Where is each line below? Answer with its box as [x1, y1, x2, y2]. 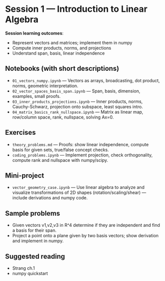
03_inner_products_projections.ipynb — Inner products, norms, [12, 98, 143, 104]
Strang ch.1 [12, 265, 35, 271]
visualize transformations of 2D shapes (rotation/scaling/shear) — [12, 189, 146, 195]
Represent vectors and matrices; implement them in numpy [12, 39, 132, 45]
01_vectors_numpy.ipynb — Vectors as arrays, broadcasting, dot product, [12, 77, 160, 83]
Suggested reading [5, 252, 66, 260]
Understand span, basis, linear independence [12, 50, 105, 56]
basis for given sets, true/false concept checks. [12, 147, 109, 153]
